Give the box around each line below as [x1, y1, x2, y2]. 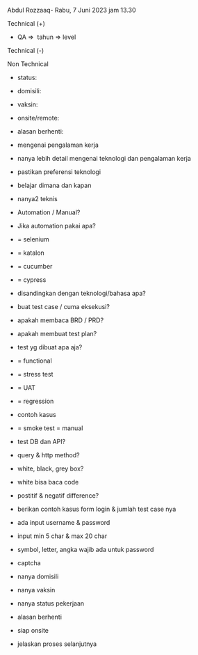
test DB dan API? [17, 438, 66, 445]
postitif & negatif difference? [17, 491, 99, 500]
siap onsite [17, 626, 49, 634]
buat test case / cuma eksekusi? [17, 303, 110, 310]
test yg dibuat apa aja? [17, 343, 83, 351]
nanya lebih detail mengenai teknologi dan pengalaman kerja [17, 155, 191, 162]
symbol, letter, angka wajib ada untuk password [17, 546, 154, 553]
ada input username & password [17, 519, 110, 526]
